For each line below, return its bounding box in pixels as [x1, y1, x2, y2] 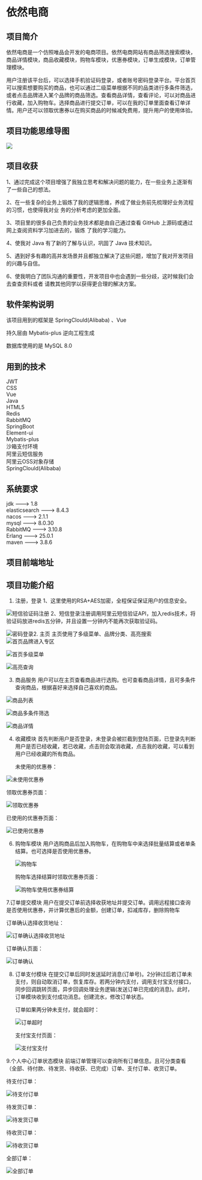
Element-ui [6, 429, 34, 436]
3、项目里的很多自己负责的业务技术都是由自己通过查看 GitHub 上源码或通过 [6, 218, 194, 226]
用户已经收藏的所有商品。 [14, 750, 79, 757]
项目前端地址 [6, 558, 54, 568]
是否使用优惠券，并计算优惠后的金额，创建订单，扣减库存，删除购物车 [6, 907, 180, 914]
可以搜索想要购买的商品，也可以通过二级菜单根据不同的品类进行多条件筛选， [6, 84, 196, 91]
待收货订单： [6, 1129, 38, 1137]
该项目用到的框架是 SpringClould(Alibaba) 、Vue [6, 316, 127, 324]
